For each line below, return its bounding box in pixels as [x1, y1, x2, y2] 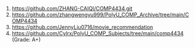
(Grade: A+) [11, 36, 41, 43]
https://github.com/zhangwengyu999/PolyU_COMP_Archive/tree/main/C [11, 11, 190, 18]
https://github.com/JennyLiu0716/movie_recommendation [11, 23, 154, 30]
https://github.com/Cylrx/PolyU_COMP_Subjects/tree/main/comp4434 [11, 30, 184, 37]
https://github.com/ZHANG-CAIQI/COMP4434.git [11, 5, 133, 12]
